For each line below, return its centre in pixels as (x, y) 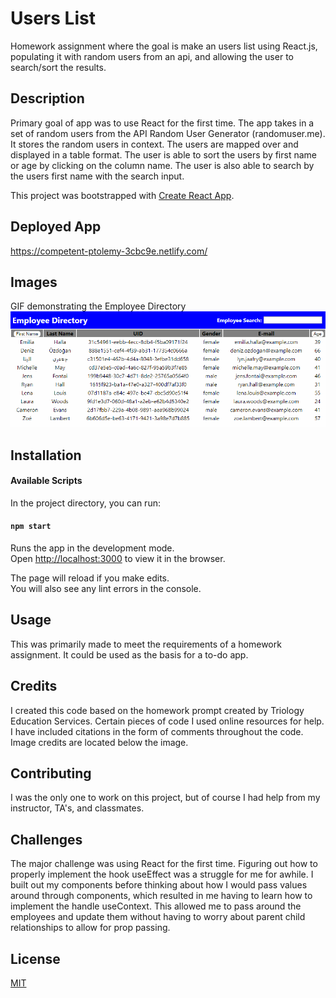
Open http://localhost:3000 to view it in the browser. (118, 558)
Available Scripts (46, 481)
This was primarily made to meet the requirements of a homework (146, 644)
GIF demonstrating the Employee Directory (98, 306)
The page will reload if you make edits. (90, 578)
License (35, 958)
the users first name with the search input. (97, 176)
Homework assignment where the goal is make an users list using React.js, (164, 46)
